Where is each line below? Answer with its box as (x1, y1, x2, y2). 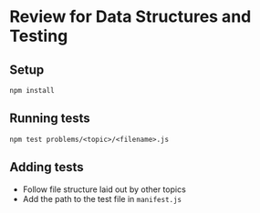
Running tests (9, 111, 91, 127)
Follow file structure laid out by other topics (22, 184, 187, 195)
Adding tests (9, 159, 84, 175)
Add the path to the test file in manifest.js (22, 193, 182, 204)
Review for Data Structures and (9, 6, 252, 27)
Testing (9, 25, 68, 46)
